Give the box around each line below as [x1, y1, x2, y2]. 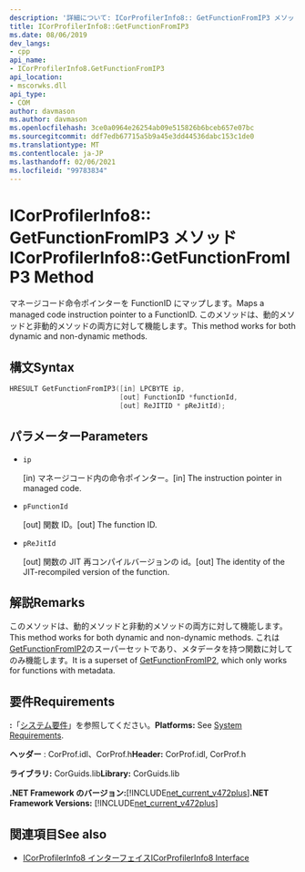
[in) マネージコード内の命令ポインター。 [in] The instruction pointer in [22, 472, 282, 483]
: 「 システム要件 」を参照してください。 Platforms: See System [9, 720, 243, 731]
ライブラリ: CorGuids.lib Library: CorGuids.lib [9, 768, 180, 779]
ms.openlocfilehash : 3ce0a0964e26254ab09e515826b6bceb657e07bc [9, 124, 255, 133]
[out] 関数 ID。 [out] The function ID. [22, 518, 158, 529]
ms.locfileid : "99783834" [9, 166, 107, 175]
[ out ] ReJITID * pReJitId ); [119, 401, 226, 410]
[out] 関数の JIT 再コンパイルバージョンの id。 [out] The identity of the [22, 556, 285, 567]
